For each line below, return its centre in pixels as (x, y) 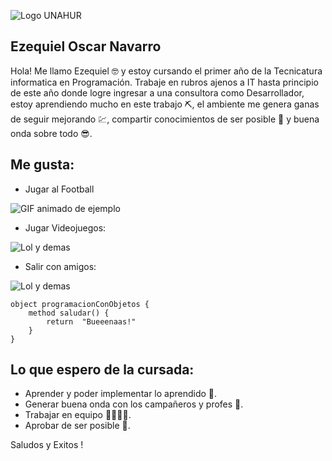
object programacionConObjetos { (80, 304)
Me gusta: (42, 165)
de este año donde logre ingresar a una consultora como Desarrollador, (157, 92)
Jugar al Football (59, 189)
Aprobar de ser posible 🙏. (77, 426)
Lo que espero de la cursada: (102, 370)
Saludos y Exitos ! (47, 445)
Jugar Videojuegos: (65, 227)
